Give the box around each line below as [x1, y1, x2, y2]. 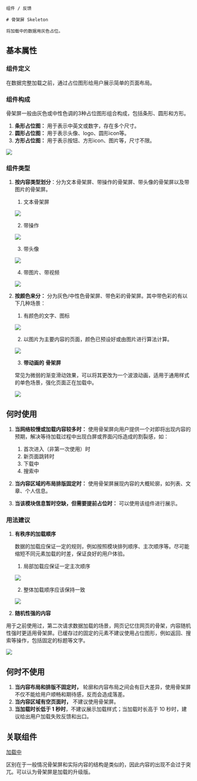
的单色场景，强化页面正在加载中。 [14, 379, 97, 386]
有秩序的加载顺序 [14, 531, 56, 538]
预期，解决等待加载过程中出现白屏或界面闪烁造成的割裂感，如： [14, 433, 169, 440]
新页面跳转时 [23, 453, 55, 460]
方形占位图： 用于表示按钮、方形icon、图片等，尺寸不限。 [14, 137, 155, 144]
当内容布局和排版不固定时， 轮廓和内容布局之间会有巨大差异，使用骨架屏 [14, 683, 191, 691]
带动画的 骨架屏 [23, 359, 62, 366]
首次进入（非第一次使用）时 [23, 445, 91, 452]
